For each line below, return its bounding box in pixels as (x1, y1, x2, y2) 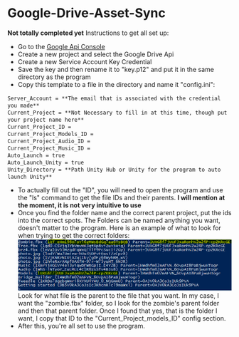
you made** (7, 102, 40, 109)
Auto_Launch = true (7, 152, 65, 159)
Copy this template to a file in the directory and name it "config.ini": (17, 80, 216, 88)
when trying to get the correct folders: (17, 231, 130, 239)
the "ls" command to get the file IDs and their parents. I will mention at (17, 193, 225, 202)
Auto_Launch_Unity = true (7, 159, 84, 166)
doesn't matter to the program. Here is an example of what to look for (17, 223, 222, 232)
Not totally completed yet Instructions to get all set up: (7, 28, 169, 37)
